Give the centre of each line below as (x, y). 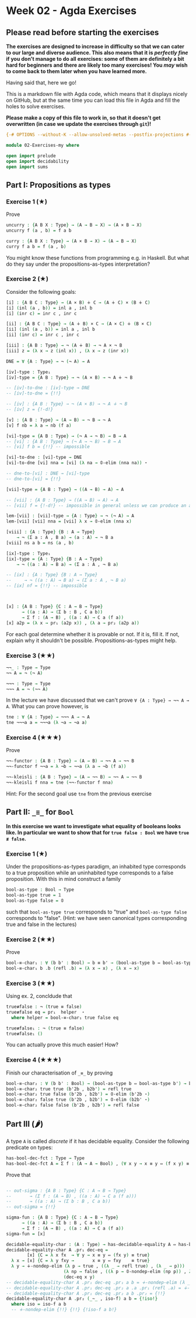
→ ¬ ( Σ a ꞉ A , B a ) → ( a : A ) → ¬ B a (65, 538)
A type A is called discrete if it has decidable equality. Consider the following (98, 1141)
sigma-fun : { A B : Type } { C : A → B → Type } (62, 1218)
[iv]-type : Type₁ (28, 372)
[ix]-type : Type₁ (28, 553)
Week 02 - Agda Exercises (71, 11)
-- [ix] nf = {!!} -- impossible (47, 586)
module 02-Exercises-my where (43, 145)
